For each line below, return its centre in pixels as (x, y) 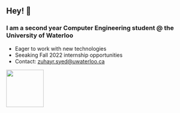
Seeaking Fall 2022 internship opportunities (68, 55)
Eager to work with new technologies (60, 48)
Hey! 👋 (19, 11)
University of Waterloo (40, 35)
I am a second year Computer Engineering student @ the (90, 28)
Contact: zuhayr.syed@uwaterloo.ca (60, 61)
